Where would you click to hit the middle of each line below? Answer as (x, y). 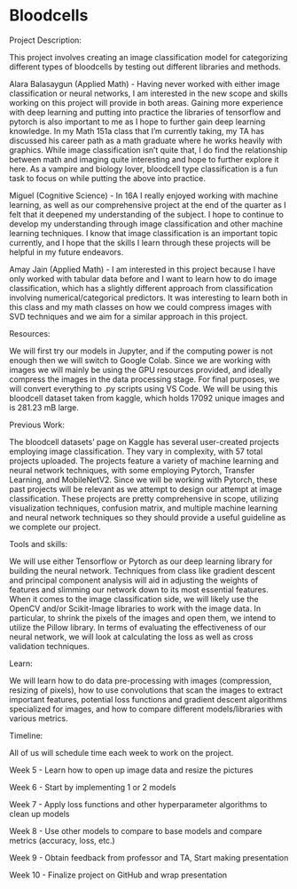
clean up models (39, 814)
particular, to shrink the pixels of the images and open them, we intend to (143, 617)
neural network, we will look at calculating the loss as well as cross (131, 637)
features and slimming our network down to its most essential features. (139, 589)
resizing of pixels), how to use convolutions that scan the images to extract (146, 690)
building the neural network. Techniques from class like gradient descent (142, 570)
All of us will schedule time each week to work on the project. (121, 752)
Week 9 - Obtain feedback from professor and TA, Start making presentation (149, 857)
